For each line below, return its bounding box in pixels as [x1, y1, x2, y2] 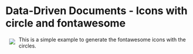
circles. [19, 42, 36, 49]
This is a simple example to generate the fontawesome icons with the [19, 36, 186, 43]
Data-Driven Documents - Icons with [5, 4, 188, 18]
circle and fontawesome [5, 16, 126, 30]
